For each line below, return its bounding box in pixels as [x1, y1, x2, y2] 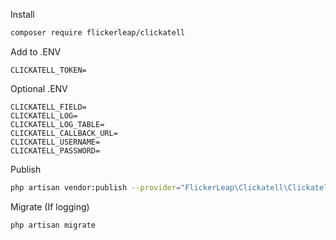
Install [10, 9, 35, 20]
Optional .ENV [10, 82, 68, 94]
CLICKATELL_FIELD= [10, 102, 87, 112]
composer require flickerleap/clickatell [10, 28, 186, 38]
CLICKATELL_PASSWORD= [10, 145, 101, 156]
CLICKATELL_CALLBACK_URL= [10, 128, 118, 138]
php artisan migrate [10, 220, 97, 230]
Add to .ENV [10, 45, 62, 58]
